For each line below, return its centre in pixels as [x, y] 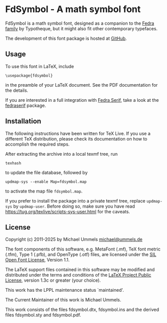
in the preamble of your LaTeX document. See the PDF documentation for [81, 85]
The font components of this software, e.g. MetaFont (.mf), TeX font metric [83, 249]
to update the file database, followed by [46, 172]
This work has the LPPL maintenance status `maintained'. [65, 290]
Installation [23, 121]
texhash [13, 163]
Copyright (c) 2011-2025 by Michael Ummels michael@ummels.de [74, 239]
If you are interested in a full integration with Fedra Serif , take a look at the [82, 100]
